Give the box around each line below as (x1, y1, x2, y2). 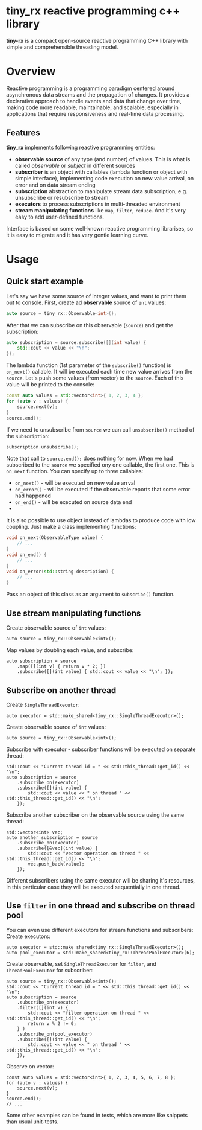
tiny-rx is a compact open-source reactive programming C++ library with (6, 37, 188, 44)
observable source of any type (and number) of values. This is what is (14, 155, 191, 162)
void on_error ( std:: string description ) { (6, 569, 114, 575)
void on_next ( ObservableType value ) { (6, 535, 103, 541)
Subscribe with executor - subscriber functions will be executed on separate (6, 745, 196, 753)
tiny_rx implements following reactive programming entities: (6, 144, 155, 151)
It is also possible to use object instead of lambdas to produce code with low (6, 517, 196, 524)
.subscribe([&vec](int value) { (17, 845, 98, 851)
